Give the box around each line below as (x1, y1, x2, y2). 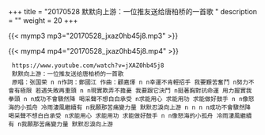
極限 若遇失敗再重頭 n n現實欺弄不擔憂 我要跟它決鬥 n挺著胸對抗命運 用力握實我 (19, 87, 252, 95)
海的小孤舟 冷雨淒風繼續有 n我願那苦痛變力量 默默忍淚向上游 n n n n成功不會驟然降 (8, 103, 252, 111)
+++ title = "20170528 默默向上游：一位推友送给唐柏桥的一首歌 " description (8, 7, 258, 16)
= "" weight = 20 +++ (8, 16, 78, 25)
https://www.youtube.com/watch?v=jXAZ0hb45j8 (11, 62, 165, 69)
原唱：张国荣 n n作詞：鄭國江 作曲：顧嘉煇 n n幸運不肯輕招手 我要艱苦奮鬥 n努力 (11, 78, 249, 86)
